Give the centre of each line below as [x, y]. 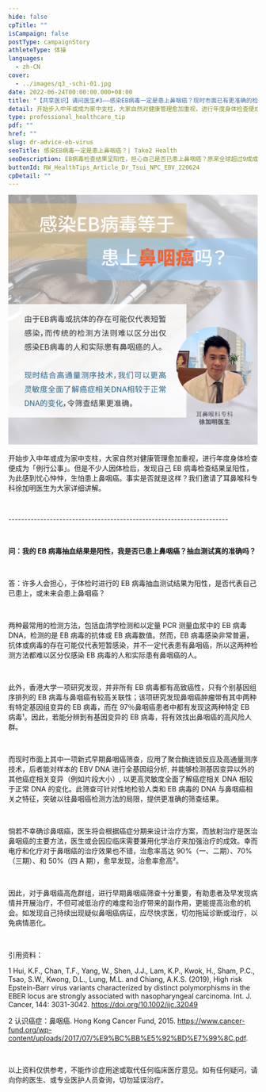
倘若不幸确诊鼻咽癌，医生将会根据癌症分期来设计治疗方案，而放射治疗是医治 [133, 831]
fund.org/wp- [30, 1030]
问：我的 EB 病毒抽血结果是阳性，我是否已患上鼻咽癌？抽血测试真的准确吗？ [132, 551]
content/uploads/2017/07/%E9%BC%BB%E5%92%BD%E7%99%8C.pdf [127, 1038]
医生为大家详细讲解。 [70, 489]
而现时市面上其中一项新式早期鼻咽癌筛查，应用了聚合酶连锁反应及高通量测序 [133, 759]
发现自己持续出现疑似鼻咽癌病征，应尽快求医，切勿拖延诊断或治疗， [140, 913]
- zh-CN [28, 67]
